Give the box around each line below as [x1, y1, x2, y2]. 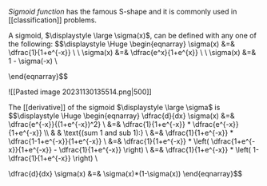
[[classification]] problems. [8, 15, 98, 25]
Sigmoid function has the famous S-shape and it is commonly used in [8, 7, 237, 16]
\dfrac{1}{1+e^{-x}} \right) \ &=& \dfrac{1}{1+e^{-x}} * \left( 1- [58, 145, 260, 154]
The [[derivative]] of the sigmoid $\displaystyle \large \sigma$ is [8, 103, 221, 112]
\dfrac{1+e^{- [210, 137, 256, 146]
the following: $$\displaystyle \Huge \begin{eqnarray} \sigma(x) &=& [8, 39, 236, 49]
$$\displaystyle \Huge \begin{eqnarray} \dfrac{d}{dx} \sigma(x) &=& [8, 111, 235, 121]
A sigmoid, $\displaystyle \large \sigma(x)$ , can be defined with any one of [8, 31, 257, 40]
